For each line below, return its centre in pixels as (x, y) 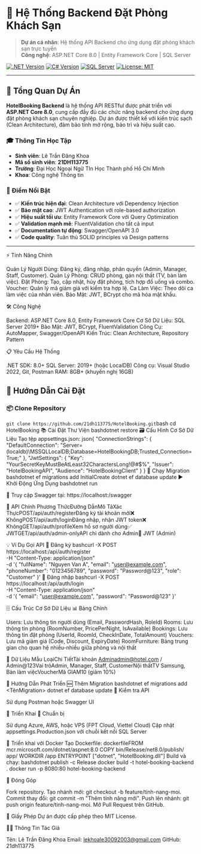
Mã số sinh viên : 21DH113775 (51, 163)
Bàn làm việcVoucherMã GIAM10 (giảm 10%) (61, 672)
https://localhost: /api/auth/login (45, 584)
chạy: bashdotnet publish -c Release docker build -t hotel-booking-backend (100, 762)
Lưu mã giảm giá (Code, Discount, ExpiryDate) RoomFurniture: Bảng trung (97, 641)
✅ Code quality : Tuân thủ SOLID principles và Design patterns (92, 237)
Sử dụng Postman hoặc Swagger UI (50, 702)
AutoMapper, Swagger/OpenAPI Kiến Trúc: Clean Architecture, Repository (98, 333)
